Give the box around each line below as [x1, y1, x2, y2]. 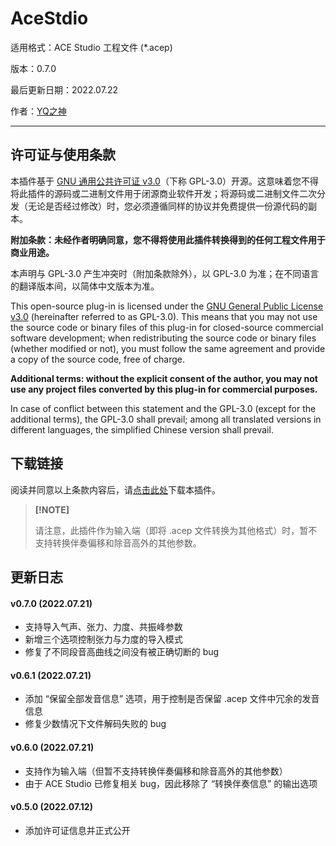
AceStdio [10, 7, 89, 30]
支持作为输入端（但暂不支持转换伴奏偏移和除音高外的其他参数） [24, 765, 288, 777]
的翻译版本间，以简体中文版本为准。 [10, 280, 160, 292]
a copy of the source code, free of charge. [10, 353, 186, 365]
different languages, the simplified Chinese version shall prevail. [10, 423, 274, 436]
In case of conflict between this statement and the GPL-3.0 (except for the [10, 402, 317, 414]
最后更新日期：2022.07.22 [10, 83, 118, 96]
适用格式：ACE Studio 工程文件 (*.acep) [10, 41, 173, 53]
